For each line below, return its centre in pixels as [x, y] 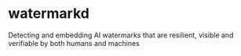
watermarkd [49, 14]
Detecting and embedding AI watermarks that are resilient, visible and [121, 35]
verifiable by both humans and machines [74, 43]
